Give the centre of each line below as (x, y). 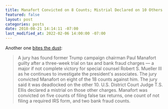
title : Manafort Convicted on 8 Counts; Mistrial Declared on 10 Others (84, 10)
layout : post (19, 19)
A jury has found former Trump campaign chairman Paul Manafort (87, 58)
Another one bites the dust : (34, 48)
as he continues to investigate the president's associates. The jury (87, 74)
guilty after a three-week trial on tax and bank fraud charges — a (86, 63)
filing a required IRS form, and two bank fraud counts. (74, 101)
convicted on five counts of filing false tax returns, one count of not (88, 95)
